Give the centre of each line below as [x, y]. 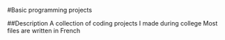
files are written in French [44, 31]
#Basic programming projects [50, 10]
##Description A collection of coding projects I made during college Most [113, 23]
